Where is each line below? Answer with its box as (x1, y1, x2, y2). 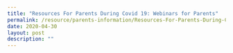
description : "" (7, 36, 54, 43)
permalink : (7, 17, 39, 23)
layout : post (7, 29, 45, 36)
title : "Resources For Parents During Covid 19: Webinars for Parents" (7, 10, 218, 17)
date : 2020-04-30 (7, 23, 58, 30)
